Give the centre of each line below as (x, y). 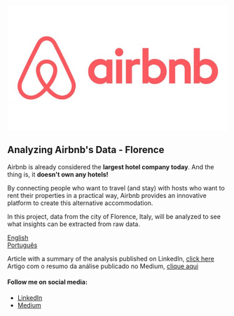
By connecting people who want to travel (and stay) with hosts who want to (116, 187)
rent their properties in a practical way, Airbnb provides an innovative (107, 195)
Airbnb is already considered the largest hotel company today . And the (111, 166)
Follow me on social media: (47, 282)
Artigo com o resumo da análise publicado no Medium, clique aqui (103, 266)
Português (22, 245)
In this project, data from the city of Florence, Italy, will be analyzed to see (114, 216)
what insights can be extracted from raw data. (74, 224)
